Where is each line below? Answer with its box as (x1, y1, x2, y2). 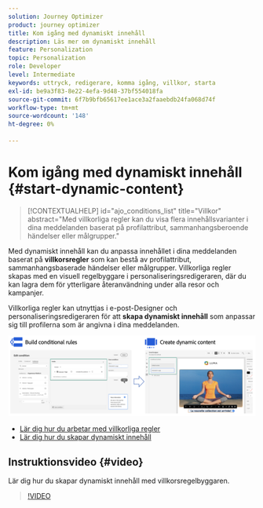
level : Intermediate (8, 71, 76, 79)
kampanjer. (8, 287, 45, 298)
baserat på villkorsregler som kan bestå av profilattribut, (8, 254, 192, 264)
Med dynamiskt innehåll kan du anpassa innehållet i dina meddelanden (8, 246, 237, 255)
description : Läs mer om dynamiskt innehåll (8, 38, 156, 46)
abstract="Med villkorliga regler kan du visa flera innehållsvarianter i (27, 214, 249, 224)
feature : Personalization (8, 46, 93, 54)
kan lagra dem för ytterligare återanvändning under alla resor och (8, 280, 220, 289)
